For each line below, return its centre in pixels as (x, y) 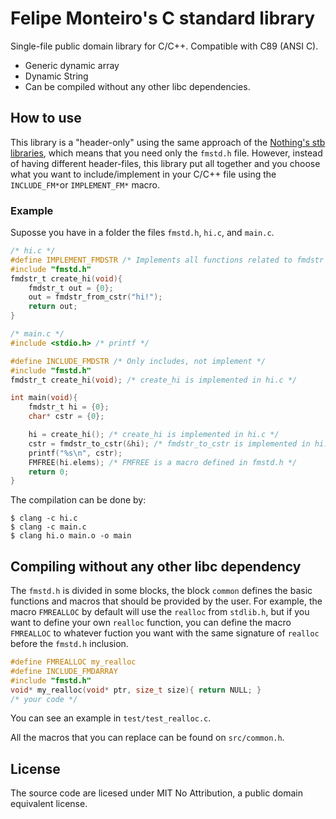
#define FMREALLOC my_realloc (73, 662)
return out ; (53, 307)
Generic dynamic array (72, 65)
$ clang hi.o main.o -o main (71, 536)
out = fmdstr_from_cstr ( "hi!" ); (95, 297)
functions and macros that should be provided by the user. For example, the (166, 601)
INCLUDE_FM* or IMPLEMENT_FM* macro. (85, 184)
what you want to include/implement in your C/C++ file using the (143, 174)
